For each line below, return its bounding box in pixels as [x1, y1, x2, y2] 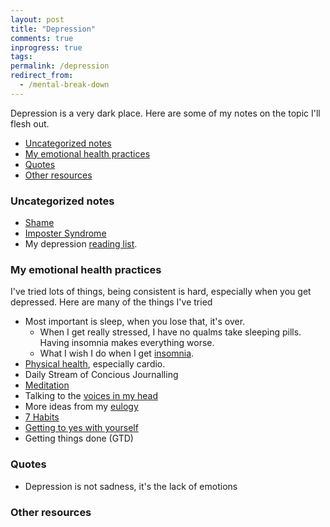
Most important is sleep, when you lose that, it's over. [24, 316, 246, 328]
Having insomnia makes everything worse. [39, 337, 215, 349]
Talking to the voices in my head [24, 390, 159, 402]
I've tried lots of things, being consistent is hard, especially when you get [10, 286, 312, 298]
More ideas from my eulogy [24, 401, 139, 413]
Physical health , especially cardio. [24, 358, 166, 370]
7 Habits [24, 411, 60, 423]
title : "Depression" [10, 24, 97, 34]
